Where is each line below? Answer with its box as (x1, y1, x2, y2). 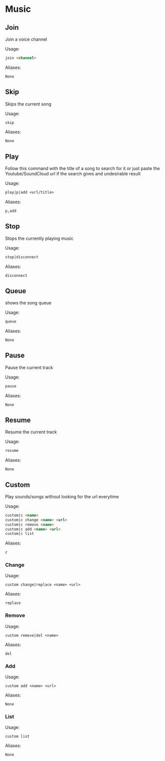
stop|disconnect (5, 254, 39, 260)
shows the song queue (5, 300, 52, 306)
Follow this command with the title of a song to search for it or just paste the (5, 165, 160, 171)
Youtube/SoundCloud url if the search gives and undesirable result (5, 171, 141, 177)
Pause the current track (5, 364, 53, 370)
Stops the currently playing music (5, 235, 74, 241)
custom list (5, 734, 30, 739)
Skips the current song (5, 101, 52, 107)
